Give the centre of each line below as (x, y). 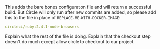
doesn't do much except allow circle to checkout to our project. (70, 41)
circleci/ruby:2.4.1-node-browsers (42, 27)
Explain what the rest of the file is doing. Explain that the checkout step (78, 36)
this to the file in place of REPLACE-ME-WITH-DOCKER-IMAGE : (63, 18)
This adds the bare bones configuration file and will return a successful (78, 7)
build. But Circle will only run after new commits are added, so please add (80, 12)
